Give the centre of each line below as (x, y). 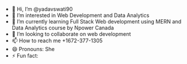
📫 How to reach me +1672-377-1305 (57, 41)
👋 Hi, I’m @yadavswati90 (42, 9)
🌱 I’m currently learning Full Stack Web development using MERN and (96, 21)
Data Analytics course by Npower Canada (63, 28)
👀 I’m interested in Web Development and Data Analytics (80, 15)
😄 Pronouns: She (33, 49)
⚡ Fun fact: (25, 55)
